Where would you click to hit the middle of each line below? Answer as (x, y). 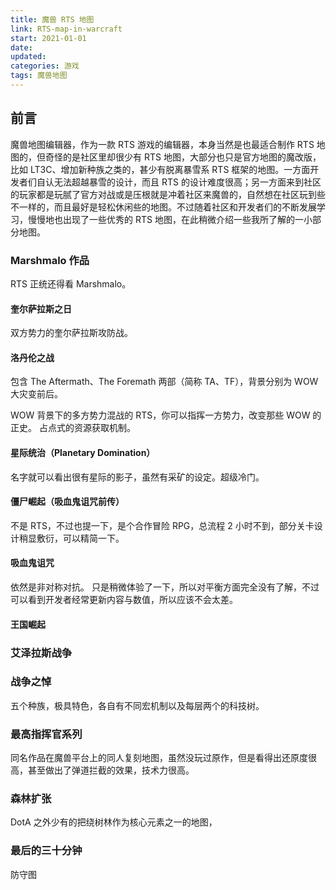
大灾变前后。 (36, 394)
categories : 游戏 (45, 66)
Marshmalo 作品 (50, 260)
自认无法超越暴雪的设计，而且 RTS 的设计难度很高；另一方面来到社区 (179, 182)
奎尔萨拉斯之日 (41, 308)
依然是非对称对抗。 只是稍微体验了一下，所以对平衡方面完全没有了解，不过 (165, 587)
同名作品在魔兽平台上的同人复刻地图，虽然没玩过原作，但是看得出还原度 (159, 758)
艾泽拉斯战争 (41, 653)
